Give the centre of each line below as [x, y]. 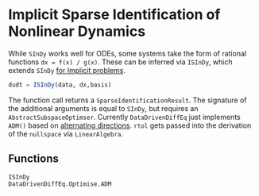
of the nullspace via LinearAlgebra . [66, 133]
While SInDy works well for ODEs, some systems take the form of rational [128, 53]
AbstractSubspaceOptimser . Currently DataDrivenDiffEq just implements [124, 117]
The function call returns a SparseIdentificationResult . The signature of [128, 100]
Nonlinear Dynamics [77, 31]
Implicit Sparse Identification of [114, 15]
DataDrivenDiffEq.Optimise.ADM [60, 184]
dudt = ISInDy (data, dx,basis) [60, 85]
